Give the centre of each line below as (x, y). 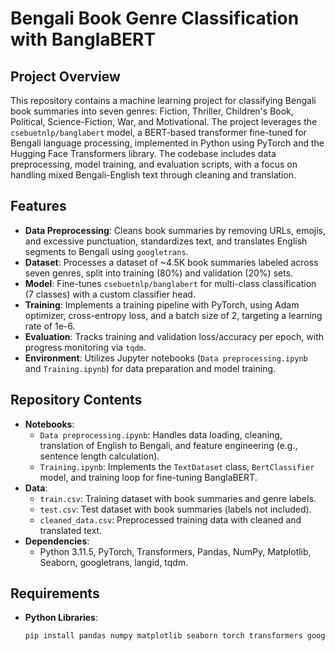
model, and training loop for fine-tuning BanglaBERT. (148, 477)
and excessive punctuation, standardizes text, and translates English (166, 241)
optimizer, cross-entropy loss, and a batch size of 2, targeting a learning (173, 315)
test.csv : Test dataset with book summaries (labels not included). (175, 509)
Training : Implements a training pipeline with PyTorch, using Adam (162, 304)
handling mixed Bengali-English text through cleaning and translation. (153, 175)
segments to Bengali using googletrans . (106, 251)
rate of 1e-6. (50, 326)
